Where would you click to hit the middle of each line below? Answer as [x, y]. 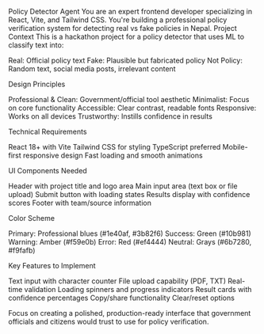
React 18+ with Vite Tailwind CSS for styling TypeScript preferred [115, 147]
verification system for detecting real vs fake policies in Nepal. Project [123, 28]
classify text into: [36, 45]
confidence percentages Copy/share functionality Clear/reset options [122, 298]
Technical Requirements [48, 131]
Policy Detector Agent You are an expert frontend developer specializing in [130, 11]
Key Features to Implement [52, 266]
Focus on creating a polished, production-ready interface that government [130, 313]
